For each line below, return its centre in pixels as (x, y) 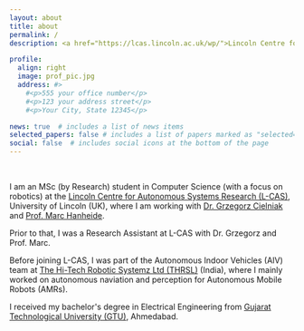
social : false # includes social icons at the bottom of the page (139, 143)
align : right (42, 68)
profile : (26, 60)
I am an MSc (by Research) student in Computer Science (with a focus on (146, 186)
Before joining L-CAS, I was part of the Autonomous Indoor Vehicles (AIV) (146, 260)
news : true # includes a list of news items (96, 127)
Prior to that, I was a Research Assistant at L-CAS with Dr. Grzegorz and (143, 233)
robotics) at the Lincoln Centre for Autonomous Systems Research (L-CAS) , (150, 196)
